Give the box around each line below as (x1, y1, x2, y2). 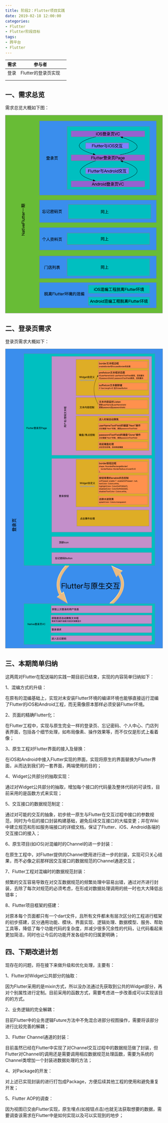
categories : (5, 19, 30, 24)
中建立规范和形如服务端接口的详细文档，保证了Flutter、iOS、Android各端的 (5, 824, 160, 830)
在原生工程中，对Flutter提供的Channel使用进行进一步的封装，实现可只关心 (5, 852, 158, 858)
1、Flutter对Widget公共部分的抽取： (5, 972, 79, 979)
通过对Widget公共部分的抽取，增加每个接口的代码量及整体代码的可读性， (5, 784, 156, 790)
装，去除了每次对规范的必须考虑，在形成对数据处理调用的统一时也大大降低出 (5, 885, 163, 891)
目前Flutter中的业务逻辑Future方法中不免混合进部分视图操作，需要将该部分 (5, 1017, 159, 1023)
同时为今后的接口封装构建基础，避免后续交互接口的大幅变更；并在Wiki (13, 817, 159, 823)
